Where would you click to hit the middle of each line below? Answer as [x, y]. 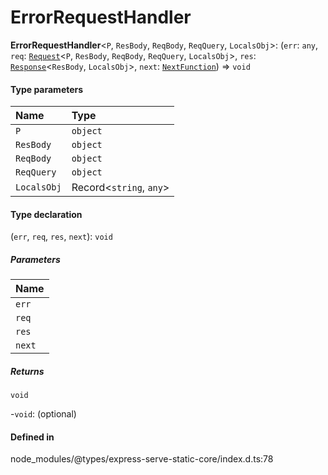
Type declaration [46, 214]
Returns [27, 371]
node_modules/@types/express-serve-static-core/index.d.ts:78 [142, 459]
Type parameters [47, 89]
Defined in [32, 437]
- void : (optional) [43, 414]
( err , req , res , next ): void [61, 237]
